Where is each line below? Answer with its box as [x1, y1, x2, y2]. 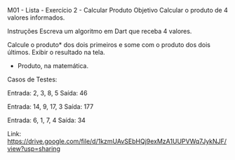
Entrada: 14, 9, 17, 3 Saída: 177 [7, 102, 94, 111]
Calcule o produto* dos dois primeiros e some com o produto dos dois [7, 41, 210, 48]
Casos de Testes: [7, 75, 58, 84]
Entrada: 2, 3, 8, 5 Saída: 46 [7, 89, 88, 97]
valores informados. [7, 13, 65, 22]
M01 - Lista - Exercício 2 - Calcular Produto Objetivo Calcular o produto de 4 [7, 6, 228, 14]
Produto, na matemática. [17, 62, 89, 69]
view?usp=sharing [7, 145, 61, 153]
